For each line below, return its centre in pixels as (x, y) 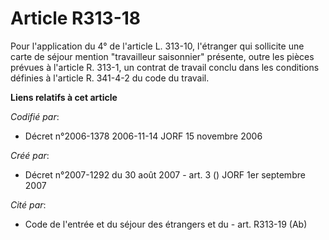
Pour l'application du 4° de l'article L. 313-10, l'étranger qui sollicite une (157, 46)
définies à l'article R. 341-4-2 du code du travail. (110, 78)
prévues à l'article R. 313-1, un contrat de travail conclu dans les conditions (165, 67)
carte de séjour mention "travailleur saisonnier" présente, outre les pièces (162, 56)
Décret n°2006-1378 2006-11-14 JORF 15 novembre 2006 (143, 136)
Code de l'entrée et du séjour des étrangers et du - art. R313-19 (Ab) (166, 224)
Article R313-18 (76, 18)
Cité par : (28, 204)
